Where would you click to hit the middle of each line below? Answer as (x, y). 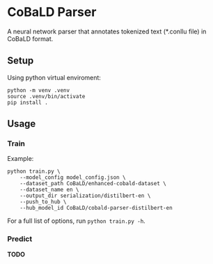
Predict (20, 239)
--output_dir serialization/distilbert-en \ (85, 196)
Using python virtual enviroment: (54, 77)
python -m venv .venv (39, 90)
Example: (21, 159)
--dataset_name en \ (49, 190)
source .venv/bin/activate (46, 96)
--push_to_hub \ (44, 202)
